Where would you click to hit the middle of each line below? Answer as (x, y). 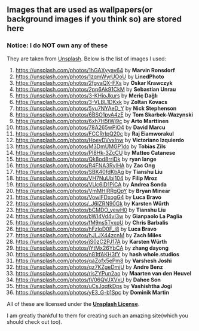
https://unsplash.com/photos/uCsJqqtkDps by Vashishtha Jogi (94, 286)
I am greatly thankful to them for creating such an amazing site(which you (98, 315)
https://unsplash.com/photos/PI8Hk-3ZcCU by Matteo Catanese (95, 152)
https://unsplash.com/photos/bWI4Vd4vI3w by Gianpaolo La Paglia (99, 216)
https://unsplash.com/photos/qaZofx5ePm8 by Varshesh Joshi (94, 260)
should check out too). (34, 321)
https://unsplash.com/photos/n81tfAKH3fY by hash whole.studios (97, 254)
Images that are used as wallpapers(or (80, 10)
